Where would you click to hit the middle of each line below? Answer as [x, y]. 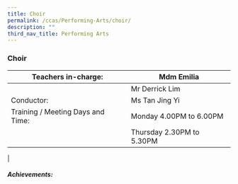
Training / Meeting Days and [58, 112]
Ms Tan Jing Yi [155, 100]
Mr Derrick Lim [155, 88]
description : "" [31, 27]
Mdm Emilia [179, 76]
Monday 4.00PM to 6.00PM [177, 116]
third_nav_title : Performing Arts [58, 34]
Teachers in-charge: [67, 76]
